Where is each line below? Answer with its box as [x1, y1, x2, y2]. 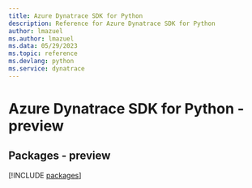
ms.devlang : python [8, 58, 75, 66]
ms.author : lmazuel [8, 34, 75, 43]
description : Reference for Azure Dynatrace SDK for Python [8, 19, 216, 28]
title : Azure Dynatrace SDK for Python [8, 11, 143, 20]
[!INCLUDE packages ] [8, 170, 82, 180]
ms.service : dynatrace [8, 65, 85, 73]
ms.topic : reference [8, 49, 79, 58]
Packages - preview [8, 149, 111, 163]
